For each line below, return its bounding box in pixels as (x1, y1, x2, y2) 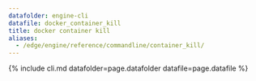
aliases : (8, 34, 38, 43)
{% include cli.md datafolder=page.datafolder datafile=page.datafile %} (8, 63, 249, 73)
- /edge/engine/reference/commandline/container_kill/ (15, 42, 205, 50)
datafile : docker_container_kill (8, 19, 122, 27)
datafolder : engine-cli (8, 11, 89, 20)
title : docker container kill (8, 26, 111, 34)
